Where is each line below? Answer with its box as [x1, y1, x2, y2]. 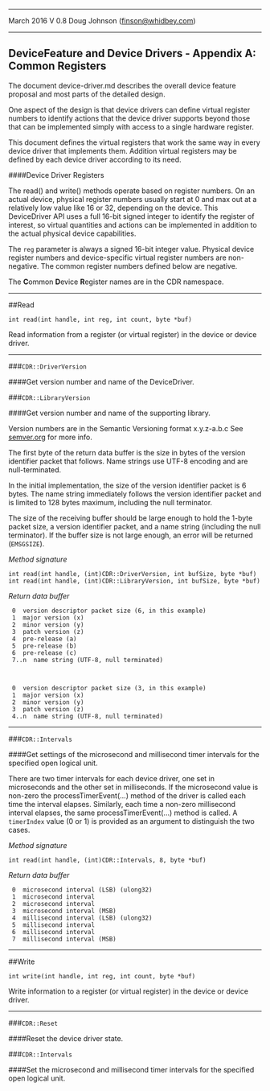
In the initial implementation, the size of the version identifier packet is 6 [8, 480, 247, 490]
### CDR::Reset [8, 1018, 59, 1027]
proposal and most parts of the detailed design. [8, 89, 166, 99]
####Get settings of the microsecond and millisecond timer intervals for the [8, 749, 260, 759]
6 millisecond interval [11, 928, 95, 936]
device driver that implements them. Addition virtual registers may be [8, 146, 237, 155]
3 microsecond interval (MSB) [11, 907, 117, 915]
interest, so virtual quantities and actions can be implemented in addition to [8, 220, 257, 229]
